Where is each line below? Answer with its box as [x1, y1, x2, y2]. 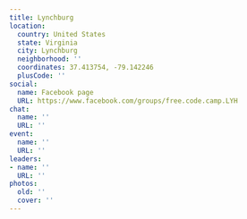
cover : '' [17, 196, 54, 206]
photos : [9, 180, 38, 189]
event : [9, 130, 34, 139]
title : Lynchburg [9, 13, 74, 22]
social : [9, 80, 38, 88]
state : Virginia [17, 38, 78, 47]
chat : [9, 105, 30, 114]
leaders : [9, 154, 42, 164]
